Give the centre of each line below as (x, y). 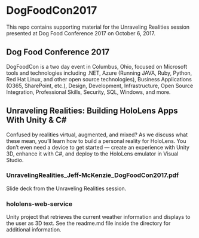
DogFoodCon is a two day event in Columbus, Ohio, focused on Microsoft (97, 66)
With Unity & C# (36, 120)
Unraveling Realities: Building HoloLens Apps (92, 111)
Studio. (15, 160)
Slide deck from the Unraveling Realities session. (66, 188)
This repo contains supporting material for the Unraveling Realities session (98, 27)
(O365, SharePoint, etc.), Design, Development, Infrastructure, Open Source (100, 86)
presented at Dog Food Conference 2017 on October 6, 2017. (81, 33)
